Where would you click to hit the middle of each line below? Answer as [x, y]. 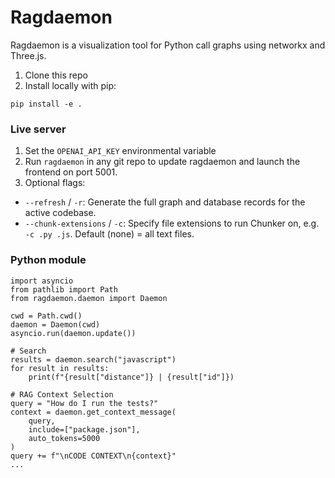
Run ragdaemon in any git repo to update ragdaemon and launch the [162, 162]
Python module [48, 260]
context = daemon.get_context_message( [93, 412]
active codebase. [60, 213]
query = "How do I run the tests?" [84, 403]
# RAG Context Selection [62, 394]
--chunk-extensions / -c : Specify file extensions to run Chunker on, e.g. [172, 223]
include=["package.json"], [84, 429]
